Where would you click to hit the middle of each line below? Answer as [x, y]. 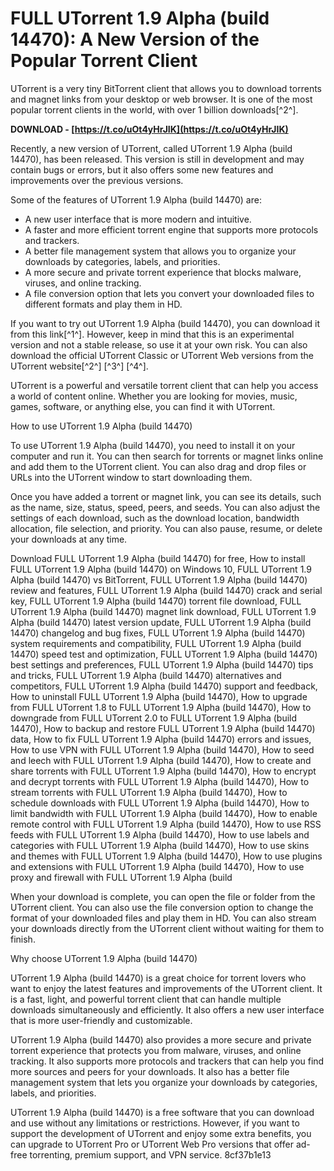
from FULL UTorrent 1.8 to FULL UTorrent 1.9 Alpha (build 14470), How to [161, 707]
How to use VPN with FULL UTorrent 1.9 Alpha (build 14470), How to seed [162, 749]
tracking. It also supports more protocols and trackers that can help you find [167, 1061]
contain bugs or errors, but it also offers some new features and [142, 169]
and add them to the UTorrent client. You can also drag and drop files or [158, 466]
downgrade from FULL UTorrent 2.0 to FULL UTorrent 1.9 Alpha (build [154, 718]
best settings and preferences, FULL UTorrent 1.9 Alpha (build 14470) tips [162, 664]
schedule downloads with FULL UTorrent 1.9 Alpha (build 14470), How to [160, 803]
